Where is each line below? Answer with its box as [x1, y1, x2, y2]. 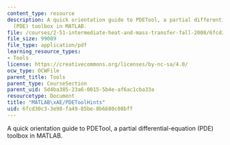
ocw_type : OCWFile [7, 67, 60, 74]
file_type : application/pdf [7, 42, 88, 49]
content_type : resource [7, 10, 75, 17]
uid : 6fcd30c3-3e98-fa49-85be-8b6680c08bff [7, 105, 133, 112]
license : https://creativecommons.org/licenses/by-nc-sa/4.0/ [7, 61, 188, 68]
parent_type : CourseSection [7, 80, 88, 87]
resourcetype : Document [7, 93, 75, 100]
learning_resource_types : [7, 49, 81, 55]
